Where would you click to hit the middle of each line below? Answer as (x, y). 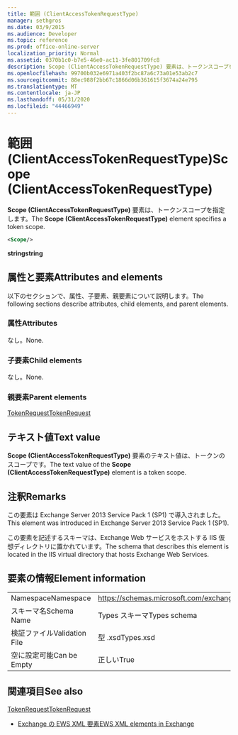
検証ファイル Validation (49, 633)
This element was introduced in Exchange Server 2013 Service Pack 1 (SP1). (118, 523)
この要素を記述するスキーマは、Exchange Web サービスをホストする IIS (112, 538)
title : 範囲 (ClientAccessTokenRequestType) (73, 14)
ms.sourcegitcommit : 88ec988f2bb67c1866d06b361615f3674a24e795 (103, 80)
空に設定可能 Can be (44, 655)
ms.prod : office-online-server (53, 47)
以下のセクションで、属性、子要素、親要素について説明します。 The (106, 296)
